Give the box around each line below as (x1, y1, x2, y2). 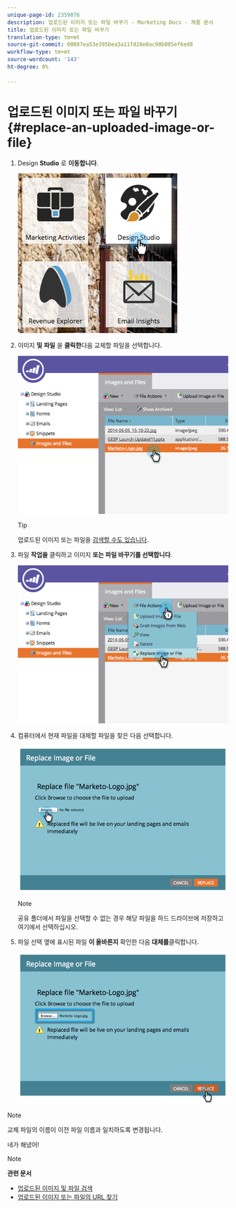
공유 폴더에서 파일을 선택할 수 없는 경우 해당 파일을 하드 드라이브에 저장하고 (17, 914, 224, 922)
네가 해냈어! (7, 1140, 40, 1149)
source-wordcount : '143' (7, 56, 80, 63)
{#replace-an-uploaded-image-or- (7, 120, 216, 135)
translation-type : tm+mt (7, 34, 80, 41)
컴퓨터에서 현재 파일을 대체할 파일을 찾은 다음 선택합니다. (17, 731, 173, 740)
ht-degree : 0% (7, 63, 49, 70)
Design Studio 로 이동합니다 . (17, 158, 99, 167)
